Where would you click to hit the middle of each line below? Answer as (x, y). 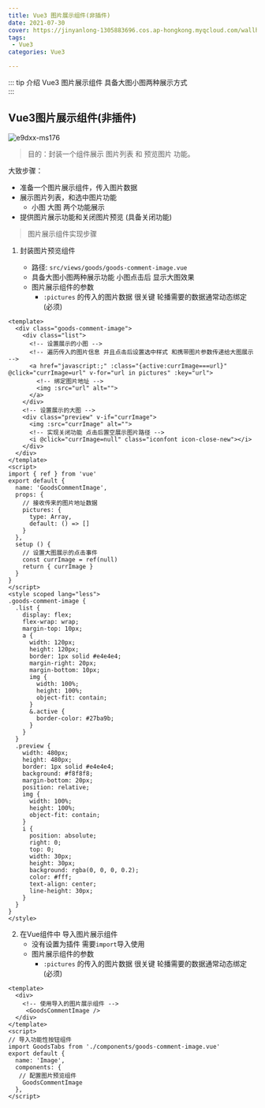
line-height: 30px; (61, 891)
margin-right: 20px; (63, 663)
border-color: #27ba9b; (75, 718)
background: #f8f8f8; (58, 774)
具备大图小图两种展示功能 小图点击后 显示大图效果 (113, 277)
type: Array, (50, 517)
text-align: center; (63, 884)
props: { (30, 494)
